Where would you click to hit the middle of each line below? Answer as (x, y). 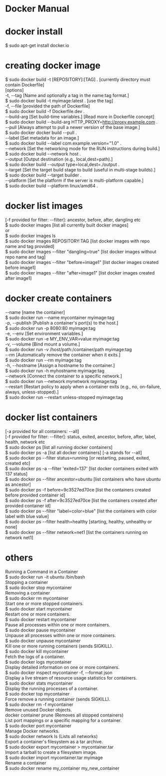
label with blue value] (27, 516)
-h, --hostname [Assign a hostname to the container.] (60, 365)
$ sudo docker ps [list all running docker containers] (59, 447)
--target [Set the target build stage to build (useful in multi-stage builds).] (81, 170)
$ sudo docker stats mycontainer (39, 683)
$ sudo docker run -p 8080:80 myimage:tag (50, 328)
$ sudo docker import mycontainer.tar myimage (54, 757)
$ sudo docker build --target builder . (43, 175)
